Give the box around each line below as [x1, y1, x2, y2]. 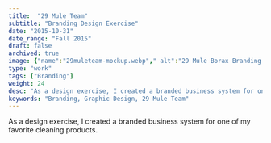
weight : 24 [8, 79, 45, 87]
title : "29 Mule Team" [8, 11, 89, 20]
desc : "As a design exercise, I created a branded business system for [8, 86, 254, 95]
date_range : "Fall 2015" [8, 34, 92, 43]
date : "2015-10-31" [8, 27, 74, 35]
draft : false [8, 42, 52, 50]
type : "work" [8, 65, 52, 73]
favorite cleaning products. [8, 125, 98, 135]
